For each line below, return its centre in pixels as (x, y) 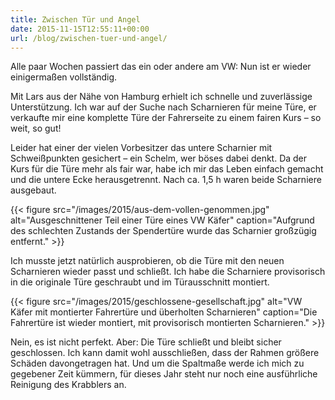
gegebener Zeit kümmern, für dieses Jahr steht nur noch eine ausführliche (164, 374)
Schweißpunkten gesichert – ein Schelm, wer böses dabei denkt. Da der (159, 158)
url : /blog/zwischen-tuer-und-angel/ (89, 38)
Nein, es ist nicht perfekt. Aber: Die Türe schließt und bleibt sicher (146, 342)
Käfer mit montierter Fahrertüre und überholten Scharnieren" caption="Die (164, 312)
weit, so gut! (36, 128)
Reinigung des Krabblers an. (68, 385)
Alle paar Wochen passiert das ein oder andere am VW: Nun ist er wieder (161, 67)
